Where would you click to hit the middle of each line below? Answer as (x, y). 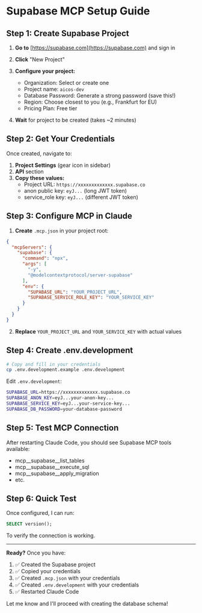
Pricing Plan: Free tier (50, 108)
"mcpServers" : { (32, 247)
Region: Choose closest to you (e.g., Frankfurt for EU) (90, 102)
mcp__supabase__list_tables (50, 460)
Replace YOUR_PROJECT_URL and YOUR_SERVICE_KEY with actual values (98, 331)
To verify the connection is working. (51, 536)
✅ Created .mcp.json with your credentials (67, 578)
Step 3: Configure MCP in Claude (69, 216)
